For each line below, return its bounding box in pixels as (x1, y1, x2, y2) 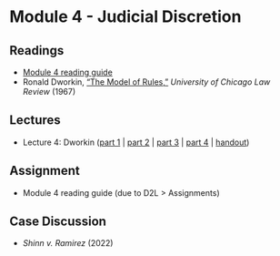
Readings (9, 43, 65, 58)
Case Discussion (9, 214, 107, 230)
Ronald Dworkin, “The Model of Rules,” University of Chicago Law (22, 77, 271, 87)
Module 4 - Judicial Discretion (9, 6, 242, 27)
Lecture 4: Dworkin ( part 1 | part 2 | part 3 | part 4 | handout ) (22, 137, 250, 148)
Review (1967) (22, 87, 76, 97)
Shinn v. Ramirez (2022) (22, 238, 114, 249)
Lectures (9, 112, 61, 128)
